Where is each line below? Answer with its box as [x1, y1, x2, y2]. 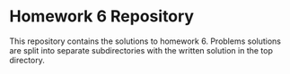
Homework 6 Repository [9, 6, 195, 27]
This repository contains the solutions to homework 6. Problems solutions [9, 36, 281, 46]
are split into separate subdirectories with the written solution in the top [9, 45, 274, 55]
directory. [9, 54, 45, 65]
